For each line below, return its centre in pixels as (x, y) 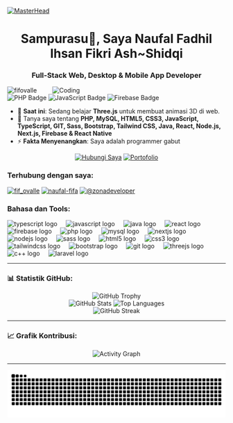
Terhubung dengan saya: (50, 175)
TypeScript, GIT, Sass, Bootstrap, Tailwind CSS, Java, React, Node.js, (119, 126)
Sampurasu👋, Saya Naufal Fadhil (116, 39)
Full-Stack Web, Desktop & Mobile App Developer (116, 75)
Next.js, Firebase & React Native (64, 134)
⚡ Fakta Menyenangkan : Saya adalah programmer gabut (98, 141)
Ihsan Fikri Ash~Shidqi (116, 54)
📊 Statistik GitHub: (40, 278)
